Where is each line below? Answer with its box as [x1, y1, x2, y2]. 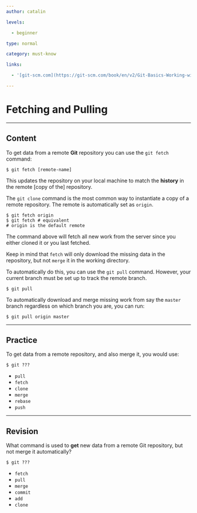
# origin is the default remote [6, 222, 85, 228]
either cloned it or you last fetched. [6, 239, 91, 246]
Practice [6, 335, 38, 345]
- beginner [11, 30, 38, 36]
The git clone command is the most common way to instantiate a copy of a [6, 195, 189, 202]
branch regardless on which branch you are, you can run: [6, 302, 145, 309]
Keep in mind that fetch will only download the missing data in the [6, 251, 166, 258]
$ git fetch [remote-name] [6, 166, 72, 172]
